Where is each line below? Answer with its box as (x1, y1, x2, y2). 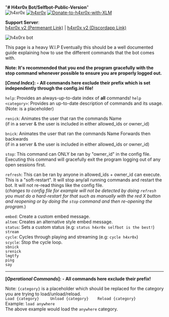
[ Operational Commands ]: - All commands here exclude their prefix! (5, 276, 151, 282)
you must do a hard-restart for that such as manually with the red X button (5, 193, 161, 199)
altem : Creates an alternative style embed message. (5, 219, 113, 225)
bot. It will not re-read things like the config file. (5, 182, 104, 188)
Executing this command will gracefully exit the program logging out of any (5, 156, 161, 162)
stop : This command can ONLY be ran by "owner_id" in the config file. (5, 151, 151, 157)
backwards (5, 136, 29, 142)
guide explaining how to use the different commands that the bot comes (5, 50, 154, 55)
